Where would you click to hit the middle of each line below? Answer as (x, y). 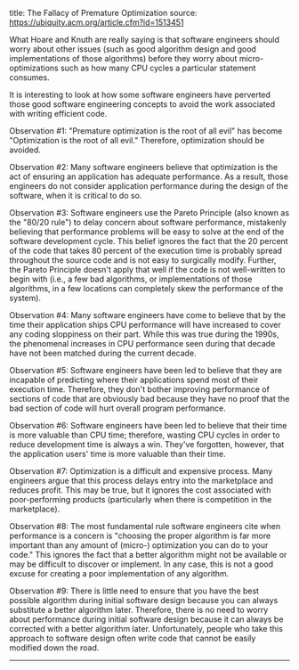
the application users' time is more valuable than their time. (118, 454)
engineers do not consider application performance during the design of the (149, 186)
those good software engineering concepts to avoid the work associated (142, 104)
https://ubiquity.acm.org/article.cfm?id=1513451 (97, 22)
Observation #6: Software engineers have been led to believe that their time (148, 425)
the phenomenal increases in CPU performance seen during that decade (142, 343)
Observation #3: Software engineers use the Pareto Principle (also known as (149, 212)
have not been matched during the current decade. (103, 353)
